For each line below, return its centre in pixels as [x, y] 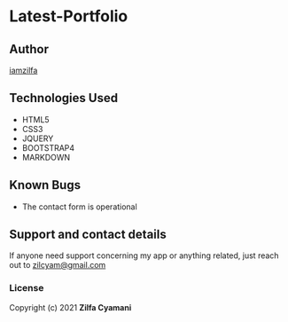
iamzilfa [23, 70]
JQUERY [38, 138]
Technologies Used [63, 98]
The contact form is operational [79, 207]
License [27, 288]
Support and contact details [88, 235]
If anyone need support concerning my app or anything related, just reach [144, 255]
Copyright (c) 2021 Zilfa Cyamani [70, 307]
